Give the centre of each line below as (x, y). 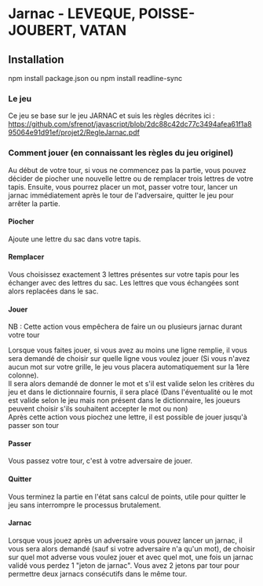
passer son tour (34, 426)
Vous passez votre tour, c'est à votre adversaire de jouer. (100, 461)
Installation (36, 59)
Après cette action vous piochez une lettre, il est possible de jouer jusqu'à (128, 417)
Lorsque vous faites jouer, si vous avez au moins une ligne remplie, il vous (128, 350)
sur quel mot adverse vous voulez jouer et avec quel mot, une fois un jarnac (131, 557)
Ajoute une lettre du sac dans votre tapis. (75, 239)
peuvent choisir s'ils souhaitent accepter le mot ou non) (98, 409)
